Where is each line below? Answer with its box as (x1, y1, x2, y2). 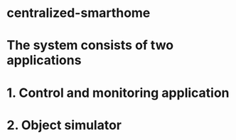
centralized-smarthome (6, 5, 151, 21)
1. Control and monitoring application (6, 85, 230, 100)
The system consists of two (6, 37, 174, 54)
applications (6, 52, 82, 69)
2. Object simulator (6, 117, 122, 133)
